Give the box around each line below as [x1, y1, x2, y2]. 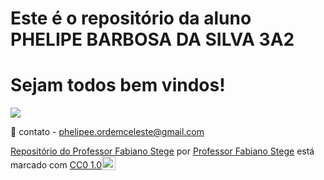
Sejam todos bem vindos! [10, 74, 226, 97]
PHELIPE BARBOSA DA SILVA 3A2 [10, 28, 295, 51]
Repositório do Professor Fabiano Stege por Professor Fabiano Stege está [10, 145, 315, 157]
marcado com [10, 159, 68, 171]
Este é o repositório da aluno [10, 7, 252, 30]
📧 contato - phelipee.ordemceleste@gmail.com [10, 126, 205, 138]
